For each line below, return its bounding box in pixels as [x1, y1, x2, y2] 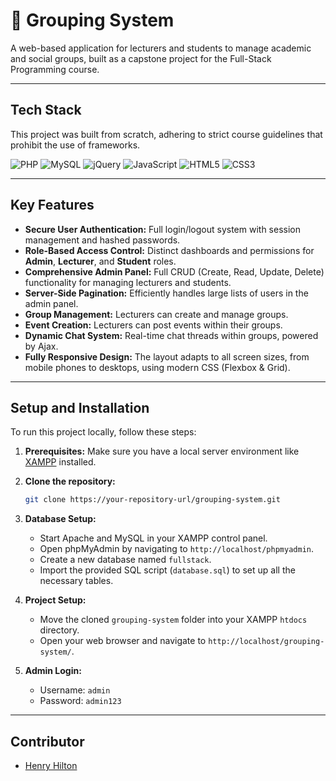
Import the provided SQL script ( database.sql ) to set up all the [39, 564, 296, 576]
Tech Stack [10, 102, 82, 119]
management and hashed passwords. [24, 234, 181, 246]
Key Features [10, 197, 95, 214]
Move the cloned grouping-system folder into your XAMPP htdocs [39, 614, 308, 626]
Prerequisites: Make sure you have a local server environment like [24, 445, 300, 458]
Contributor [10, 733, 85, 750]
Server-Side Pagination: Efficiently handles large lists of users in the [24, 287, 309, 299]
